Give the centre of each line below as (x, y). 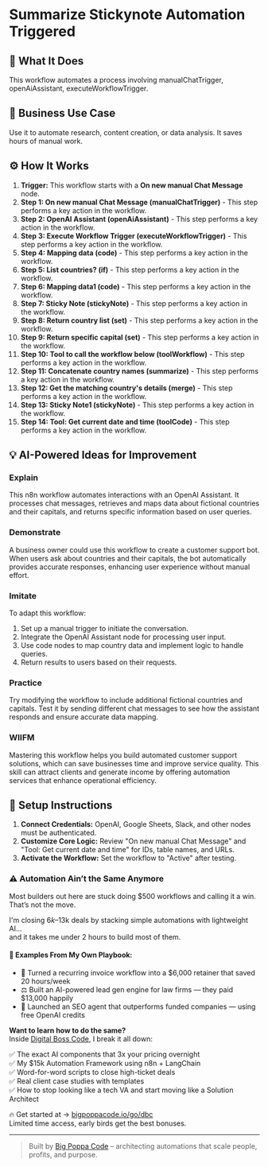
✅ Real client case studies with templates (77, 1081)
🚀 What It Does (47, 61)
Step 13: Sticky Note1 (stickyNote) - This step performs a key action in (137, 405)
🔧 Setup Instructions (61, 805)
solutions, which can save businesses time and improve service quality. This (134, 763)
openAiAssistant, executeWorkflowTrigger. (79, 88)
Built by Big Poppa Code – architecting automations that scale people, (143, 1146)
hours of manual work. (46, 141)
